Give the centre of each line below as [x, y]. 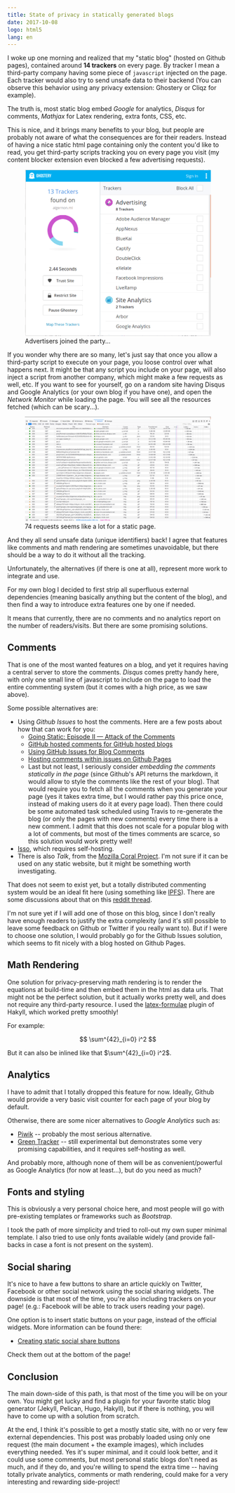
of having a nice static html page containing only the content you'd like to [113, 145]
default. [19, 1107]
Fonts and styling [46, 1192]
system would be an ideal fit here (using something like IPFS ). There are [111, 892]
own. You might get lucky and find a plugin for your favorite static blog [109, 1401]
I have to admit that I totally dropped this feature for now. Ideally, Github [111, 1092]
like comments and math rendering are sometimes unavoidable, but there [113, 547]
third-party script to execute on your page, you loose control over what [110, 362]
